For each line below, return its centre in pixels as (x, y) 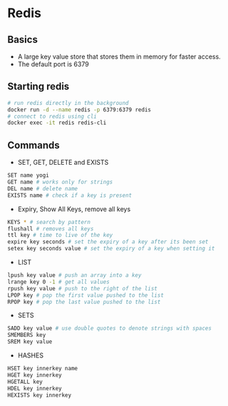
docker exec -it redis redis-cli (57, 123)
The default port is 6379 (53, 64)
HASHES (31, 355)
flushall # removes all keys (51, 229)
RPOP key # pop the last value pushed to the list (84, 302)
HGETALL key (25, 382)
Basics (22, 40)
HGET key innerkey (35, 375)
